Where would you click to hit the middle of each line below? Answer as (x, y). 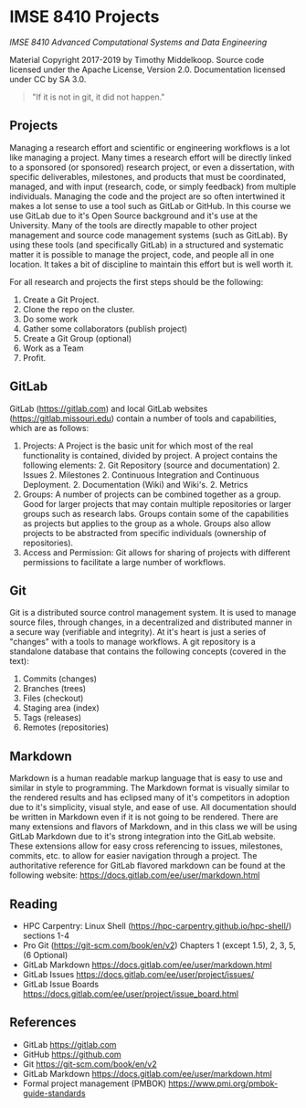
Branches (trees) (54, 689)
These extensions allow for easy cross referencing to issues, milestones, (146, 846)
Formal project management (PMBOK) (95, 1083)
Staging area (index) (61, 708)
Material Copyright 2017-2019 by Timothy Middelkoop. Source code (137, 59)
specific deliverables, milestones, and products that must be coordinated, (148, 176)
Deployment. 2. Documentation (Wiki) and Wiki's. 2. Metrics (135, 484)
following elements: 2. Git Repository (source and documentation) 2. (151, 465)
